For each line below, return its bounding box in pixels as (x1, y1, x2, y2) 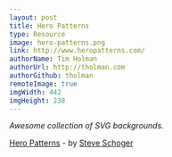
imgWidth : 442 (9, 87, 62, 96)
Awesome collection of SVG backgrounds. (9, 120, 165, 131)
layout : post (9, 12, 58, 22)
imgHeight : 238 (9, 95, 66, 105)
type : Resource (9, 29, 66, 38)
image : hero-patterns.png (9, 37, 105, 47)
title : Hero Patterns (9, 21, 90, 30)
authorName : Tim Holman (9, 54, 98, 63)
